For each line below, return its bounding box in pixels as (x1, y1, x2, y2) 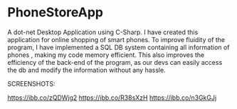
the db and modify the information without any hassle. (7, 66, 166, 74)
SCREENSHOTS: (7, 79, 56, 88)
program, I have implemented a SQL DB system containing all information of (7, 43, 230, 51)
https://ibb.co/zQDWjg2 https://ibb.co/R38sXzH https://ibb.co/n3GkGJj (7, 93, 217, 102)
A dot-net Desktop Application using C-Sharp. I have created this (7, 28, 199, 36)
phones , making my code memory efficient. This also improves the (7, 51, 205, 59)
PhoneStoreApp (7, 4, 104, 21)
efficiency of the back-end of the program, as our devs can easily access (7, 58, 223, 66)
